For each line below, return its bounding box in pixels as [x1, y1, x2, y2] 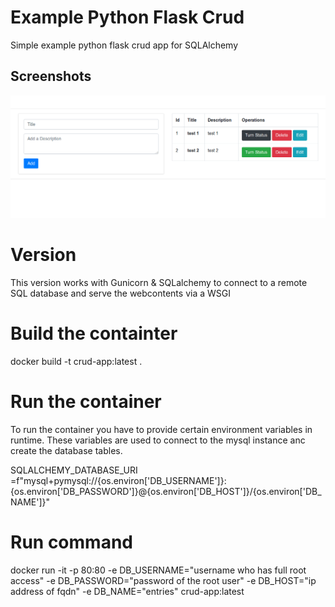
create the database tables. [10, 444, 123, 456]
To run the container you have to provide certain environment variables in [10, 423, 313, 435]
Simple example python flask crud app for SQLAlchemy [10, 39, 239, 51]
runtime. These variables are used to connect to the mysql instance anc [10, 434, 306, 446]
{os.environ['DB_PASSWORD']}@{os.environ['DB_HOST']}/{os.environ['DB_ [10, 485, 322, 497]
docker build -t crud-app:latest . [10, 356, 143, 367]
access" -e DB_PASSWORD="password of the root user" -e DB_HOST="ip [10, 574, 317, 586]
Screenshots [10, 68, 92, 85]
